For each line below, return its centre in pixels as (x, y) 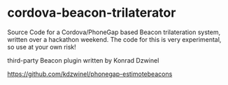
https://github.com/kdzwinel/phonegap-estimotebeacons (90, 74)
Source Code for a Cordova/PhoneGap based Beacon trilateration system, (114, 32)
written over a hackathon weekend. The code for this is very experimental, (114, 39)
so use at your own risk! (42, 47)
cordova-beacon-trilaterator (92, 13)
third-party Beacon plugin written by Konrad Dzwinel (83, 60)
